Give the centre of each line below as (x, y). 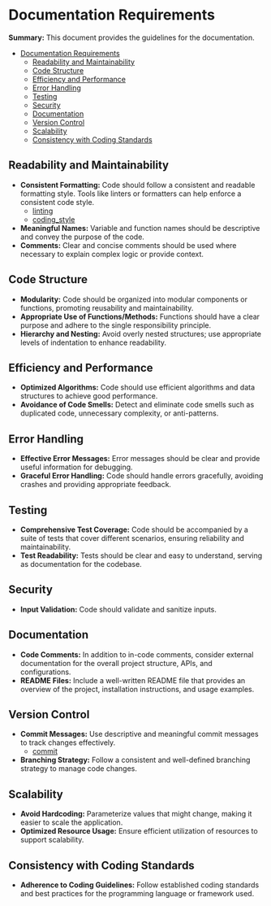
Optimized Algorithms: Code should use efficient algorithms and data (138, 387)
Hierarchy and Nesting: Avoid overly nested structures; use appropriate (141, 333)
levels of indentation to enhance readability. (93, 342)
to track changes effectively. (68, 743)
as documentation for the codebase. (81, 564)
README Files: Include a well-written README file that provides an (133, 680)
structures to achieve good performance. (89, 396)
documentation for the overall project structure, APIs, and (116, 663)
